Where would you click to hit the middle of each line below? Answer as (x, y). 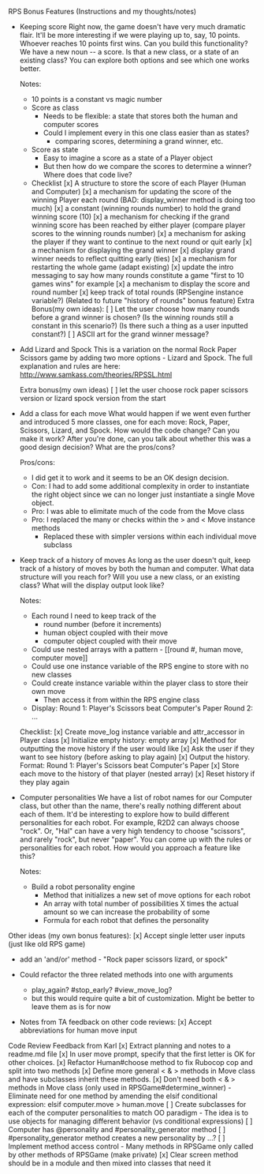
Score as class (55, 107)
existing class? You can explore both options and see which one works (134, 60)
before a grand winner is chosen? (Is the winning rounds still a (132, 317)
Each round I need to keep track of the (94, 616)
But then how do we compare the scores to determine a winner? (147, 166)
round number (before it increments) (102, 624)
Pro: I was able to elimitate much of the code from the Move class (138, 511)
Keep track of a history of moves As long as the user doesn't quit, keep (135, 560)
